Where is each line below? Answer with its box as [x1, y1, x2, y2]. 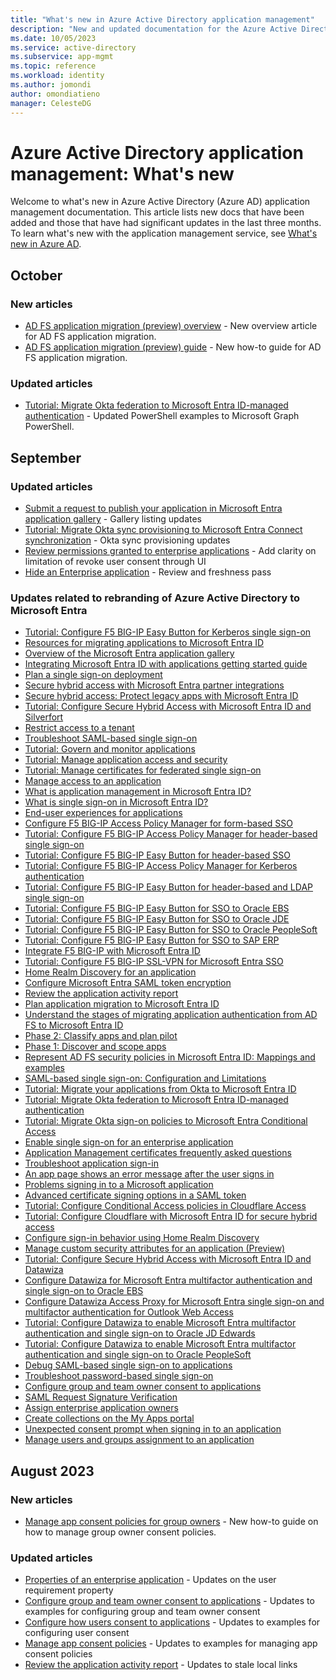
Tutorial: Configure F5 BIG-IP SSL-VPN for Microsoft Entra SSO [24, 956, 284, 968]
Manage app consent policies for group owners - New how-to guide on [24, 1516, 319, 1528]
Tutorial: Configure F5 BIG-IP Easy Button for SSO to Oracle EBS [24, 902, 290, 915]
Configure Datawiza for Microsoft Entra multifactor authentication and [24, 1274, 313, 1286]
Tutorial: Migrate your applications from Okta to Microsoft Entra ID [24, 1083, 297, 1095]
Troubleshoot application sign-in [24, 1157, 159, 1170]
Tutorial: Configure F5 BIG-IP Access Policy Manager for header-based [24, 828, 318, 840]
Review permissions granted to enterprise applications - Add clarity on [24, 545, 317, 557]
